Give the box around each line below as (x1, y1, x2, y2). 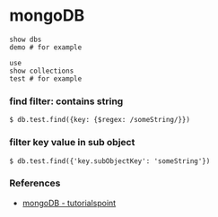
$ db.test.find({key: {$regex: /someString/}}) (9, 116, 191, 125)
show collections (9, 66, 74, 75)
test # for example (9, 74, 83, 83)
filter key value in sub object (9, 136, 135, 149)
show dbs (9, 35, 42, 44)
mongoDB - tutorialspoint (22, 197, 117, 208)
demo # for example (9, 42, 83, 52)
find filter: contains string (9, 95, 124, 108)
